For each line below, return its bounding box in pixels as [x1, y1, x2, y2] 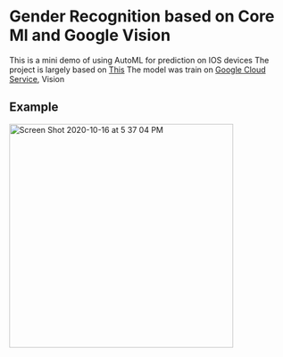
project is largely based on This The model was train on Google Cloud [9, 64, 266, 75]
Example [9, 100, 59, 115]
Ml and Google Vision [9, 25, 171, 46]
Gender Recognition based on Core [9, 6, 275, 27]
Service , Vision [9, 73, 65, 84]
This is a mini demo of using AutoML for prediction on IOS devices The [9, 54, 270, 65]
